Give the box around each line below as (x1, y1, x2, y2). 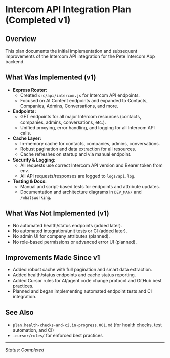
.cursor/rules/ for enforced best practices (12, 333, 103, 339)
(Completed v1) (5, 14, 71, 26)
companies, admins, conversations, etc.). (20, 119, 106, 125)
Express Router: (12, 87, 47, 93)
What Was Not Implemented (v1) (5, 209, 110, 218)
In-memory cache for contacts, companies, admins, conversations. (20, 140, 160, 146)
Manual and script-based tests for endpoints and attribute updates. (20, 183, 160, 189)
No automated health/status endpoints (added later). (12, 222, 122, 228)
